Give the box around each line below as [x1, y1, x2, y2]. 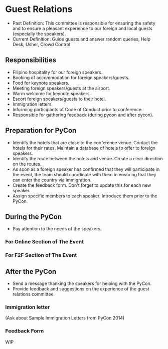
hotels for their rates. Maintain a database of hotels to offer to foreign [12, 145, 155, 151]
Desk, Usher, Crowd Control [12, 41, 71, 47]
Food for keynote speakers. [12, 80, 69, 86]
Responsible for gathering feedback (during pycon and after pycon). [12, 112, 154, 118]
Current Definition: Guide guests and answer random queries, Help [12, 36, 151, 42]
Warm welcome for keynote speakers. [12, 90, 91, 96]
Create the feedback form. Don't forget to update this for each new [12, 182, 151, 188]
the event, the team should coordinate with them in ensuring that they [12, 171, 156, 177]
